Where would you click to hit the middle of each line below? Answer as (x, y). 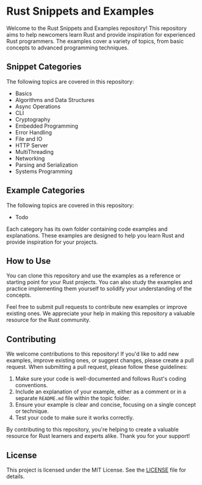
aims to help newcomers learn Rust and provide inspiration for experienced (101, 34)
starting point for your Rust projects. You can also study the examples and (99, 282)
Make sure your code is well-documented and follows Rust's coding (100, 379)
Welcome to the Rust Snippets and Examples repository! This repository (97, 28)
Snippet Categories (44, 67)
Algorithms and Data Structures (55, 100)
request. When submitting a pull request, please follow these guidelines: (97, 367)
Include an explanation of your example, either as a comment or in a (100, 392)
